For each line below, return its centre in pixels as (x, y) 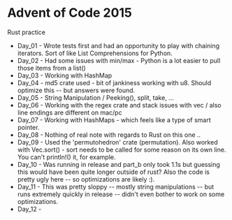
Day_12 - (29, 209)
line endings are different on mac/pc (70, 112)
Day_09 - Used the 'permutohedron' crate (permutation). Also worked (117, 142)
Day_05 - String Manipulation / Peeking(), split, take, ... (96, 97)
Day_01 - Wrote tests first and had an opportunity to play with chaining (118, 45)
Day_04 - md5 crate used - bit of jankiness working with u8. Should (114, 82)
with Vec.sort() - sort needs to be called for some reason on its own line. (122, 149)
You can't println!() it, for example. (66, 157)
